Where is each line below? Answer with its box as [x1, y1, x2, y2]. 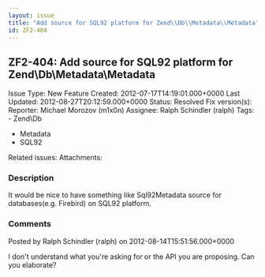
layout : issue [8, 11, 55, 20]
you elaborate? [8, 260, 57, 269]
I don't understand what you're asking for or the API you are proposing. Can [8, 252, 255, 261]
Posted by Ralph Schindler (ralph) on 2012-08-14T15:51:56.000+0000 [8, 236, 235, 245]
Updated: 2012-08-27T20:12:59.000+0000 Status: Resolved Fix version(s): [8, 97, 252, 107]
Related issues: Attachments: [8, 153, 103, 163]
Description [8, 173, 54, 184]
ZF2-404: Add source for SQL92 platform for [8, 55, 233, 69]
